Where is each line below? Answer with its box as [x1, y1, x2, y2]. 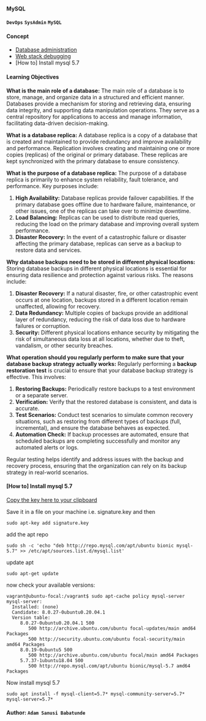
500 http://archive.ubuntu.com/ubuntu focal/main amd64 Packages [28, 652, 199, 658]
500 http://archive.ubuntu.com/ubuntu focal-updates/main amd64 [28, 625, 196, 631]
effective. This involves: [6, 373, 66, 380]
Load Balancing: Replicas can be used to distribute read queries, [15, 213, 180, 221]
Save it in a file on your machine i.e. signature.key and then [6, 508, 156, 515]
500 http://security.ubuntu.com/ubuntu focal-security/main [28, 636, 185, 642]
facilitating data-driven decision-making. [6, 120, 109, 127]
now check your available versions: [6, 581, 96, 589]
